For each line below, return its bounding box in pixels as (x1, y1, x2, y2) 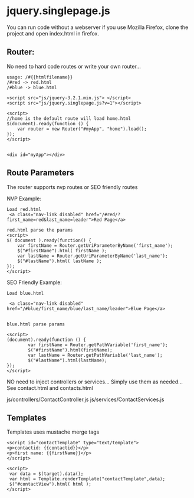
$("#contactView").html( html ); (9, 481, 92, 487)
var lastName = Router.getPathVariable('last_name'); (28, 352, 163, 358)
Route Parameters (6, 168, 74, 178)
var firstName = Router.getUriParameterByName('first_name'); (17, 242, 173, 249)
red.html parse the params (6, 227, 73, 233)
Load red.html (6, 206, 42, 212)
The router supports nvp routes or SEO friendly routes (6, 183, 138, 190)
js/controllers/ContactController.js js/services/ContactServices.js (6, 396, 165, 403)
